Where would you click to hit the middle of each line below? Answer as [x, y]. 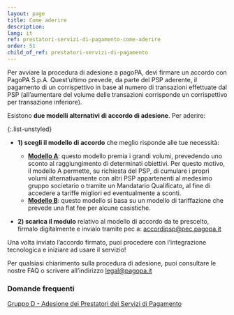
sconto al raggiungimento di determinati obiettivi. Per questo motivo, [126, 163]
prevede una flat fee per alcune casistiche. [89, 208]
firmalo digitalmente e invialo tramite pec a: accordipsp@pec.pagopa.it [119, 229]
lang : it [20, 33]
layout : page [26, 14]
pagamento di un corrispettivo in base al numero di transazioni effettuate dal [117, 87]
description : [26, 26]
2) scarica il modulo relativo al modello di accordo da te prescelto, [113, 221]
